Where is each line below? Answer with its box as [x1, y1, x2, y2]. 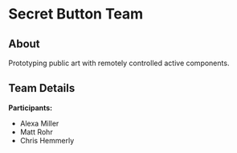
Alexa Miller [19, 118, 59, 128]
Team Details [8, 81, 76, 95]
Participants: [8, 102, 53, 113]
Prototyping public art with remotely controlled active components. [8, 58, 230, 68]
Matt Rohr [19, 126, 54, 137]
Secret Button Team [8, 5, 144, 23]
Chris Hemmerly [19, 135, 75, 145]
